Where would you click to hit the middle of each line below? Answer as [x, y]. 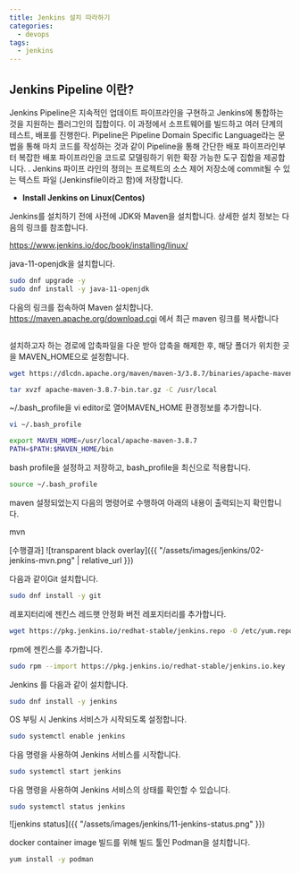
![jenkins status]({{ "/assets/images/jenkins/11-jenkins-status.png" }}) [137, 824]
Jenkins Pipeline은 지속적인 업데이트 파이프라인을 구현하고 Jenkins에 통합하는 [146, 112]
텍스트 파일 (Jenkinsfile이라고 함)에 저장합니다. [101, 179]
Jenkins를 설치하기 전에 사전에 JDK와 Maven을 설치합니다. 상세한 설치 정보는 [145, 216]
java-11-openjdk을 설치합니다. [62, 263]
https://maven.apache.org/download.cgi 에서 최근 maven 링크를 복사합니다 [144, 318]
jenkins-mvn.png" [42, 560]
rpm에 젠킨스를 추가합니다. [56, 649]
